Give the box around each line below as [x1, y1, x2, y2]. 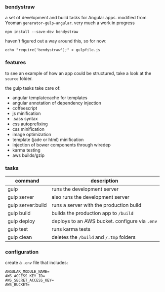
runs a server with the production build [51, 201, 142, 208]
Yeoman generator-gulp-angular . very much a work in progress [5, 20, 135, 26]
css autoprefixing [12, 121, 48, 127]
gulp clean [7, 233, 32, 240]
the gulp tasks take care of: [5, 85, 61, 91]
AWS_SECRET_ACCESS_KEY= [5, 278, 54, 283]
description [90, 177, 119, 184]
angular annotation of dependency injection [12, 100, 101, 106]
